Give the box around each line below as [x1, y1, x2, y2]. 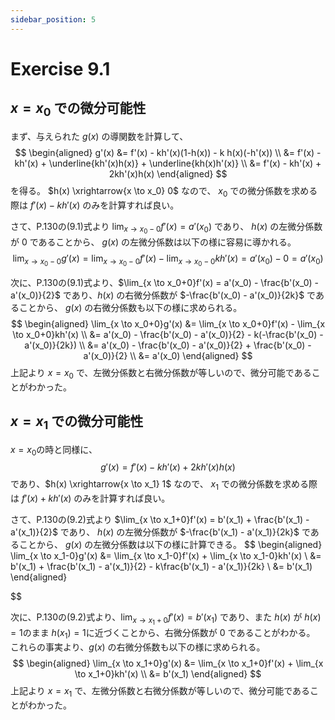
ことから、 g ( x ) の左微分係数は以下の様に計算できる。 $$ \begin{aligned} [18, 539, 323, 551]
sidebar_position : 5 [10, 14, 97, 25]
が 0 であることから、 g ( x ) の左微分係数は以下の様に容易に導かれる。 [10, 236, 297, 248]
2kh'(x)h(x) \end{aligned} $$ [108, 167, 228, 180]
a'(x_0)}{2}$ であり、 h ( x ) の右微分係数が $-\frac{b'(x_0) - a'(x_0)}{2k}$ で [10, 289, 316, 301]
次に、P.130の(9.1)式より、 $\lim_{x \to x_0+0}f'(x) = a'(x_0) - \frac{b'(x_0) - [10, 276, 319, 288]
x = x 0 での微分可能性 [10, 100, 147, 120]
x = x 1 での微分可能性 [10, 413, 144, 433]
